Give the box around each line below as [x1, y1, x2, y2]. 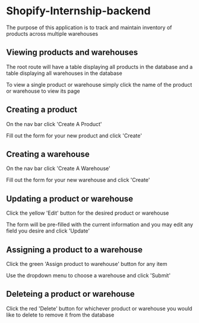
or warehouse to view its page [6, 87, 80, 95]
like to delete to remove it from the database [6, 311, 115, 318]
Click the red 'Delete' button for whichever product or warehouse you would [6, 305, 192, 312]
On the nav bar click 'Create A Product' [6, 120, 102, 127]
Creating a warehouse [6, 149, 90, 159]
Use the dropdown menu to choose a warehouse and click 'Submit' [6, 272, 171, 279]
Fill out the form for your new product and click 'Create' [6, 132, 143, 139]
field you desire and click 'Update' [6, 227, 90, 234]
